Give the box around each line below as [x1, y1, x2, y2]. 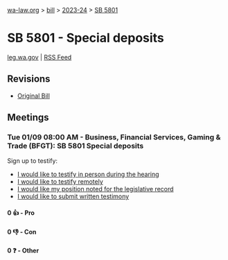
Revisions [7, 73, 51, 85]
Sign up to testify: [7, 157, 58, 165]
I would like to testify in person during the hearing [17, 170, 159, 179]
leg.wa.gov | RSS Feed [7, 53, 72, 61]
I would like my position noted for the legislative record [17, 185, 174, 193]
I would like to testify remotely [17, 177, 104, 186]
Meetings [7, 112, 50, 123]
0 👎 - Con [7, 227, 37, 236]
